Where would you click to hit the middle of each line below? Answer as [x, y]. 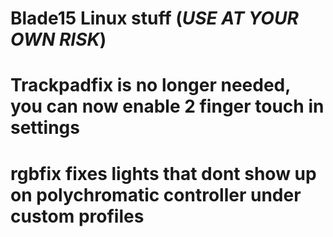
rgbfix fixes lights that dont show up [163, 173]
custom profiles [77, 216]
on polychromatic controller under [156, 194]
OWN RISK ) [58, 39]
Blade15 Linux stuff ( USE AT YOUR [154, 18]
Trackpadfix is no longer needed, [150, 85]
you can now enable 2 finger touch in [167, 106]
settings [45, 128]
